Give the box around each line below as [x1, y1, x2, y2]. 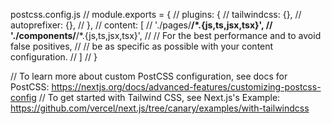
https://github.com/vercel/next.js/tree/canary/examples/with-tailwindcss [10, 102, 310, 114]
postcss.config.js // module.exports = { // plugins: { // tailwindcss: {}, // [10, 9, 302, 20]
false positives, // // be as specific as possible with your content [10, 40, 274, 52]
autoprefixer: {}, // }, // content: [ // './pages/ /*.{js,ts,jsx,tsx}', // [10, 19, 273, 31]
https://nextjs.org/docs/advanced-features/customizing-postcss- [51, 81, 322, 93]
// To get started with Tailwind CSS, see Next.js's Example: [38, 92, 281, 103]
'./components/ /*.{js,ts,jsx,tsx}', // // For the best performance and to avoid [10, 30, 322, 41]
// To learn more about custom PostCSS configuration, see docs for [10, 70, 288, 82]
